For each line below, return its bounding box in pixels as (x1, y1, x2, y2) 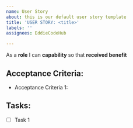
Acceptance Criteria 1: (14, 84, 68, 91)
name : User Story (6, 8, 48, 15)
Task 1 (14, 116, 30, 123)
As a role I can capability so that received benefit (6, 51, 127, 58)
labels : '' (6, 25, 33, 31)
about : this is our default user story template (6, 14, 127, 20)
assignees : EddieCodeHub (6, 30, 66, 36)
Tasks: (6, 101, 31, 111)
